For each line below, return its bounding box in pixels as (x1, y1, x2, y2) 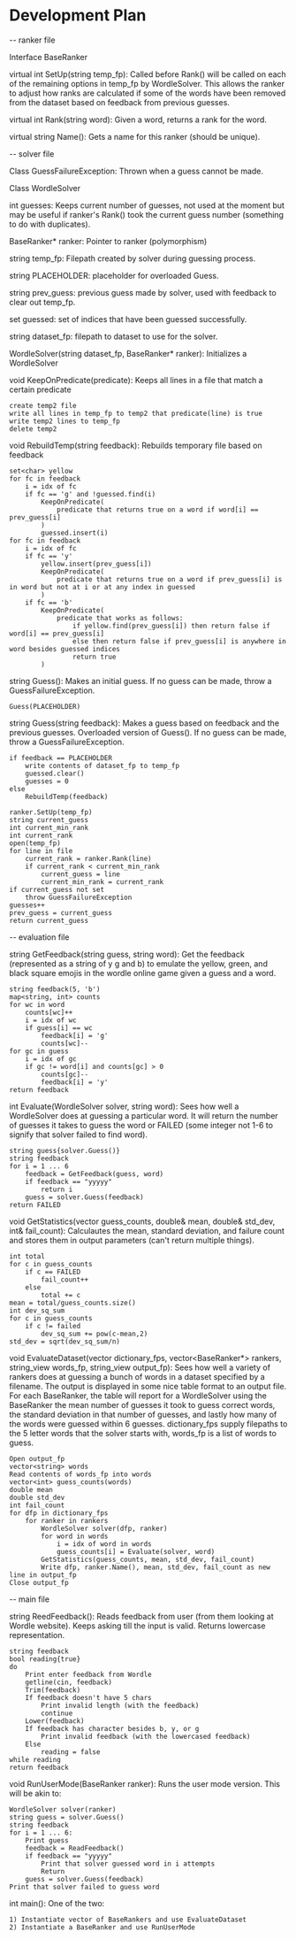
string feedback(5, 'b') (9, 984, 101, 994)
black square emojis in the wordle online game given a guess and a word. (9, 967, 277, 978)
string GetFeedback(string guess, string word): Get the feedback (9, 949, 245, 959)
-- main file (9, 1594, 50, 1604)
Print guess (25, 1835, 69, 1845)
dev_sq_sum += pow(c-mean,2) (41, 1329, 148, 1338)
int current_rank (9, 831, 73, 840)
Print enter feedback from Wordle (25, 1670, 152, 1679)
